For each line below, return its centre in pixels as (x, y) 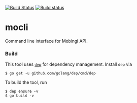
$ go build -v (20, 96)
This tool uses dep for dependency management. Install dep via (68, 64)
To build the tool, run (26, 82)
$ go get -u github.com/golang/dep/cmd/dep (51, 74)
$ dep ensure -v (22, 91)
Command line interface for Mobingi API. (46, 41)
